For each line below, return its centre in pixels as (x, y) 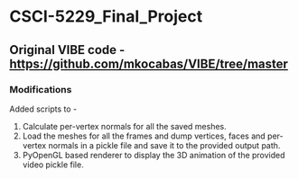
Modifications (41, 89)
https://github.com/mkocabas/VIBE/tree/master (149, 63)
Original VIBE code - (67, 50)
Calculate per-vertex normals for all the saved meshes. (125, 126)
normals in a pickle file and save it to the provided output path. (164, 145)
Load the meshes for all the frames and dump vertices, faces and (144, 136)
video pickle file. (53, 165)
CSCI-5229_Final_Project (106, 17)
